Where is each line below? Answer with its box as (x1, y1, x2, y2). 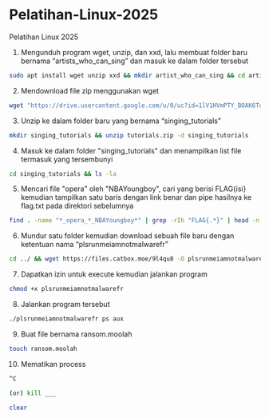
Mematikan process (20, 359, 86, 368)
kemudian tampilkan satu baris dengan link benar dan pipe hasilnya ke (20, 193, 252, 202)
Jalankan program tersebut (20, 300, 110, 309)
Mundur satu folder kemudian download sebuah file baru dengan (20, 231, 235, 241)
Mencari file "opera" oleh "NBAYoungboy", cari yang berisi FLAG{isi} (20, 184, 247, 193)
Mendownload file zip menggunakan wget (20, 86, 159, 95)
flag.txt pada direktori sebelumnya (20, 201, 134, 211)
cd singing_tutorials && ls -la (9, 169, 117, 177)
